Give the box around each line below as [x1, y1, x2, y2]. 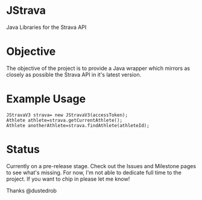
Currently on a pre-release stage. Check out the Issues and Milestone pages [6, 162, 197, 169]
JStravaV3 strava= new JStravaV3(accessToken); [6, 112, 128, 118]
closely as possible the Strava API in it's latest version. [6, 70, 142, 78]
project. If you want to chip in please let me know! [6, 175, 130, 183]
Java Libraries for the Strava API [6, 23, 87, 31]
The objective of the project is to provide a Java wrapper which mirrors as [6, 64, 191, 72]
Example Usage [6, 92, 86, 106]
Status [6, 143, 40, 156]
